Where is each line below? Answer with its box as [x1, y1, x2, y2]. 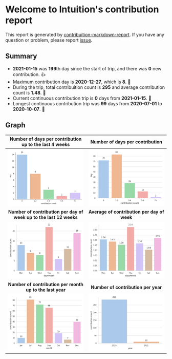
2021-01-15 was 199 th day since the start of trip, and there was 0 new [12, 65, 162, 71]
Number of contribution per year [91, 284, 162, 290]
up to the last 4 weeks [21, 141, 70, 147]
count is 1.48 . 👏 [12, 89, 46, 96]
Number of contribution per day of [8, 209, 83, 215]
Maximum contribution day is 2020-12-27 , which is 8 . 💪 [12, 79, 131, 85]
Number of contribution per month [8, 281, 83, 288]
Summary [5, 52, 37, 61]
